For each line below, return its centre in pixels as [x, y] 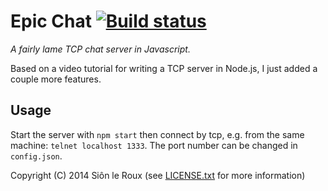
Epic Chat [51, 21]
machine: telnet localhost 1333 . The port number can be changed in [154, 145]
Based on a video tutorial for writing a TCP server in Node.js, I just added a [164, 68]
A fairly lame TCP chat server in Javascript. [100, 49]
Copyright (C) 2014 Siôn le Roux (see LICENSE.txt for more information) [158, 175]
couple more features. [56, 79]
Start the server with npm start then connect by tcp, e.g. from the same [157, 134]
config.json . [36, 156]
